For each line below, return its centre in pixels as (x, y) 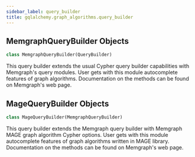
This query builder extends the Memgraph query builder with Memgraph (94, 129)
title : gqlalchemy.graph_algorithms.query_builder (70, 17)
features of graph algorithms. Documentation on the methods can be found (97, 79)
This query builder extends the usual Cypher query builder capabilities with (98, 66)
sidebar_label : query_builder (43, 12)
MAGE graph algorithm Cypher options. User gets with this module (87, 134)
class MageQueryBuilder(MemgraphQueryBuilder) (64, 117)
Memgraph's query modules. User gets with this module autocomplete (92, 72)
